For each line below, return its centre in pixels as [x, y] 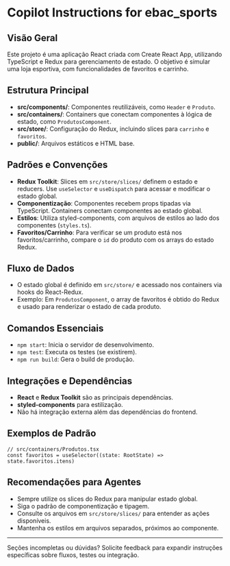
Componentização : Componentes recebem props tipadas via [104, 203]
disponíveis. [34, 520]
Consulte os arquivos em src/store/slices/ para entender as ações [113, 513]
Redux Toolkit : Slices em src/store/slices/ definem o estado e [107, 181]
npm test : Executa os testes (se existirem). [77, 352]
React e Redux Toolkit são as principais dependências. [95, 397]
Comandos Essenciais [55, 328]
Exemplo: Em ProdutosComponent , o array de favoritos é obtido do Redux [118, 299]
